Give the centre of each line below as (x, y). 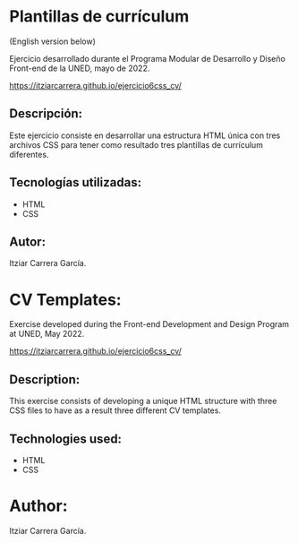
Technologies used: (66, 439)
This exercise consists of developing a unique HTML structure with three (143, 401)
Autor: (28, 241)
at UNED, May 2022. (47, 334)
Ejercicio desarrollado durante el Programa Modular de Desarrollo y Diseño (148, 58)
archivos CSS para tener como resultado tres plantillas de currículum (136, 144)
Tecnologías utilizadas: (75, 182)
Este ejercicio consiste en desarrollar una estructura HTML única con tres (145, 135)
